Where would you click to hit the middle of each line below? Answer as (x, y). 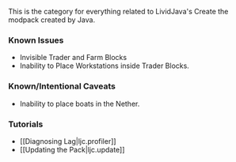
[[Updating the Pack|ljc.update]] (72, 149)
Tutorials (26, 124)
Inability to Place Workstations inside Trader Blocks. (105, 66)
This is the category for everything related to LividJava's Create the (118, 11)
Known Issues (36, 40)
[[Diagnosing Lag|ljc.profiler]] (68, 141)
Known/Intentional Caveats (62, 86)
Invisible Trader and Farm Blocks (73, 58)
